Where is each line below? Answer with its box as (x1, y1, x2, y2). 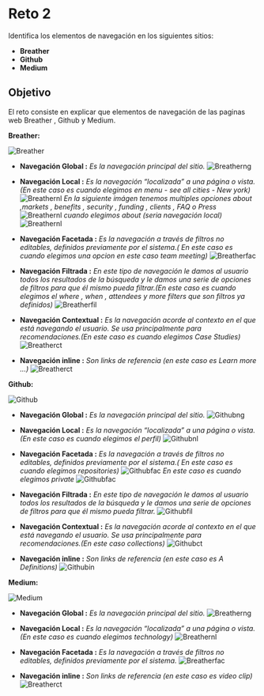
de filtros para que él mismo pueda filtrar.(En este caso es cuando (19, 282, 236, 293)
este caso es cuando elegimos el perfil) (32, 433, 162, 443)
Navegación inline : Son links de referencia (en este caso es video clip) (19, 671, 253, 680)
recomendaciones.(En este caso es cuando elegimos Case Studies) (19, 331, 241, 341)
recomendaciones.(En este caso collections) (19, 539, 165, 548)
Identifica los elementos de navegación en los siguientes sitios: (8, 31, 214, 40)
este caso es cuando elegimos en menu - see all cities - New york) (32, 185, 251, 195)
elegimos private (19, 474, 75, 483)
